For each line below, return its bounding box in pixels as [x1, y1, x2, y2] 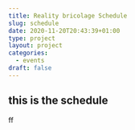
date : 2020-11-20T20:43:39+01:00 [8, 26, 121, 35]
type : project [8, 34, 56, 43]
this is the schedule [8, 94, 108, 108]
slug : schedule [8, 19, 59, 27]
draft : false [8, 64, 52, 72]
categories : [8, 49, 48, 57]
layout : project [8, 42, 63, 50]
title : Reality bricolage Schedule [8, 11, 128, 20]
